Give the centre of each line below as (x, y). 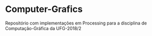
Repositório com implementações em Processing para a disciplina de (76, 23)
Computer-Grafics (44, 9)
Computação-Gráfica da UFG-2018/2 (43, 28)
